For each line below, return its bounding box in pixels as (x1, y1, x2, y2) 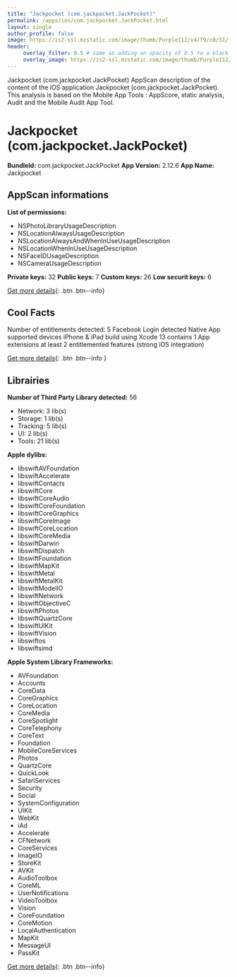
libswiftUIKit (17, 621, 53, 630)
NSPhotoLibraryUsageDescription (17, 222, 116, 230)
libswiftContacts (17, 479, 65, 487)
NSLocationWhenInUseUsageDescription (17, 244, 138, 253)
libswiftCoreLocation (17, 524, 78, 533)
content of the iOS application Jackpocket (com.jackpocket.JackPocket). (7, 83, 220, 92)
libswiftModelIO (17, 584, 63, 593)
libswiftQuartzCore (17, 614, 73, 623)
